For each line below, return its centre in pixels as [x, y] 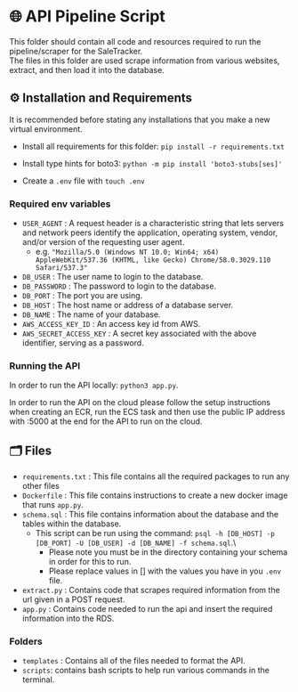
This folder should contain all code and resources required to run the [135, 41]
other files [40, 486]
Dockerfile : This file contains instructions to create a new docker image [155, 495]
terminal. [38, 680]
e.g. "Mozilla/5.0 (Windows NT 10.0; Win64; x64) [127, 252]
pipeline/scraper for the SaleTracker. [76, 51]
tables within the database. [72, 524]
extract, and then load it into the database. [87, 69]
